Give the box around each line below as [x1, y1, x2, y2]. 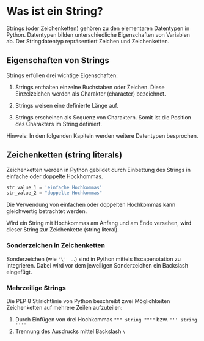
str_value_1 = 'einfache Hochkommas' [6, 184, 103, 190]
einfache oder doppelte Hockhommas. [6, 173, 103, 180]
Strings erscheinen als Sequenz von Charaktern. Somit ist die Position [15, 113, 191, 121]
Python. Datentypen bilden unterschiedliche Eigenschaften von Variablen [6, 31, 191, 38]
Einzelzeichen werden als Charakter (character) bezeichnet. [15, 90, 166, 97]
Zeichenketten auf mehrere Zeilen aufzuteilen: [6, 304, 123, 311]
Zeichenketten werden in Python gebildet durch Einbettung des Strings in [6, 166, 191, 173]
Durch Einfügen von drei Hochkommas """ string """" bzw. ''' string [15, 315, 197, 323]
